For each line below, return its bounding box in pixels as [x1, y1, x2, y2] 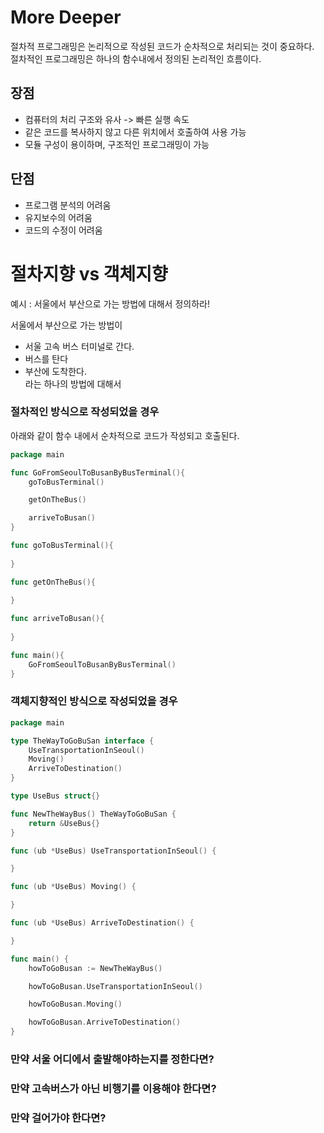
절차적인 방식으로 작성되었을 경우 [10, 405, 160, 419]
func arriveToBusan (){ [10, 614, 105, 624]
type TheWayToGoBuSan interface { [10, 736, 155, 746]
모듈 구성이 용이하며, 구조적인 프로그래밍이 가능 [24, 138, 210, 150]
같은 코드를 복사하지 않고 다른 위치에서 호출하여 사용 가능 [24, 126, 247, 138]
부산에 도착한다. [24, 365, 87, 377]
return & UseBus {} [28, 818, 101, 828]
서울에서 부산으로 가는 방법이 [10, 319, 123, 331]
